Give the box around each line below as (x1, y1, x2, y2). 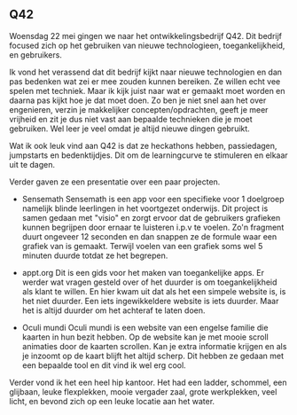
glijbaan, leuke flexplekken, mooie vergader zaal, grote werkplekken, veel (9, 386, 277, 397)
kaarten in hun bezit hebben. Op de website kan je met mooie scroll (21, 332, 269, 342)
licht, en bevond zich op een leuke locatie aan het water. (9, 395, 215, 406)
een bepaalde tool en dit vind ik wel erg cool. (21, 359, 186, 371)
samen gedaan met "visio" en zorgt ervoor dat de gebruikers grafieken (21, 212, 281, 223)
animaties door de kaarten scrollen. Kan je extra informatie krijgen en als (21, 341, 287, 351)
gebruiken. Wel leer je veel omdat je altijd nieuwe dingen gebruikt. (9, 123, 250, 134)
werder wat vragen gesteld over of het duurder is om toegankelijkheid (21, 277, 277, 287)
